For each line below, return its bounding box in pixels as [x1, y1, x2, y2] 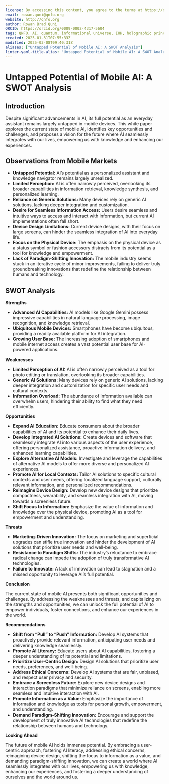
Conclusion [5, 581, 30, 587]
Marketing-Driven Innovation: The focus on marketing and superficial [12, 534, 159, 540]
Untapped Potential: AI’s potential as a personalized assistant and [12, 170, 150, 176]
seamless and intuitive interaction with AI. [12, 690, 99, 696]
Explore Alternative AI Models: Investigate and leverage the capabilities [12, 455, 162, 461]
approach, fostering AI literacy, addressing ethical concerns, [21, 747, 146, 753]
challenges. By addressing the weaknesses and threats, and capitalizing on [5, 596, 161, 602]
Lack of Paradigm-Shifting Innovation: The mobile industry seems [12, 255, 152, 262]
